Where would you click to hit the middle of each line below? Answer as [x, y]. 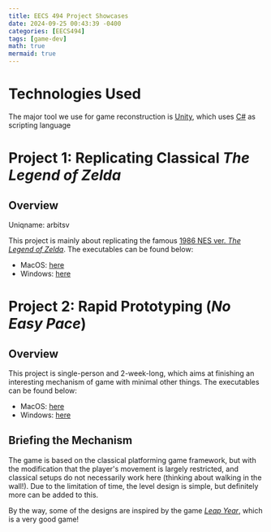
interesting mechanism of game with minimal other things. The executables [134, 382]
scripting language [40, 125]
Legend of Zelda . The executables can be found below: [101, 249]
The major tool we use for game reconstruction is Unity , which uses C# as [132, 116]
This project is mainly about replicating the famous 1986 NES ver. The [125, 240]
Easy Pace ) [47, 324]
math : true [27, 46]
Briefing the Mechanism [70, 440]
